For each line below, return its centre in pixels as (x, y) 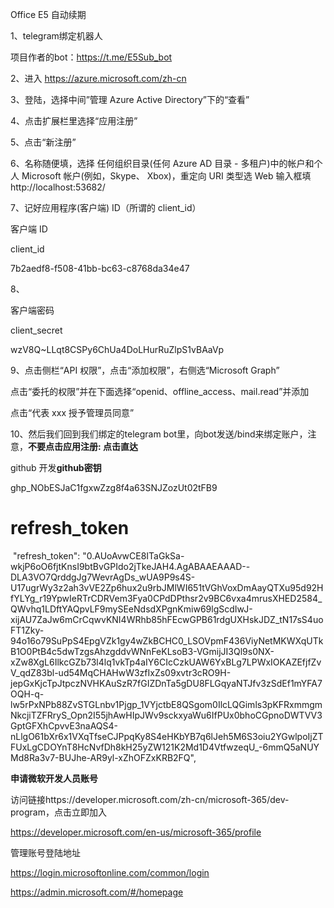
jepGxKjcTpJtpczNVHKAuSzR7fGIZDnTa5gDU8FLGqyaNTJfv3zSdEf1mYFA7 (166, 683)
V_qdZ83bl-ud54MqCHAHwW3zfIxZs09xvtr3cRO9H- (121, 672)
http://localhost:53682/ (58, 187)
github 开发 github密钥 (56, 467)
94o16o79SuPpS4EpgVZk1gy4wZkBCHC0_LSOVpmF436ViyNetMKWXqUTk (167, 640)
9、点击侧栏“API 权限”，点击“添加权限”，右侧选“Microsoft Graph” (145, 370)
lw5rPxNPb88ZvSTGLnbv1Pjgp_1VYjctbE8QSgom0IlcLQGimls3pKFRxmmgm (166, 704)
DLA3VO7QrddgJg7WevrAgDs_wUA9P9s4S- (103, 577)
